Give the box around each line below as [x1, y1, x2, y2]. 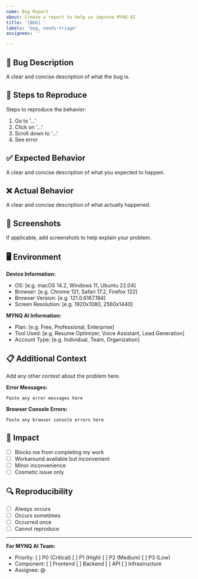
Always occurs [14, 505, 51, 512]
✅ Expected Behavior [6, 153, 86, 163]
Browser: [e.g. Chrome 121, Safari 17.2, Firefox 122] [14, 288, 138, 295]
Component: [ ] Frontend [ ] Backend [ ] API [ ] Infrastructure [14, 560, 162, 567]
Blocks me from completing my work [14, 448, 104, 455]
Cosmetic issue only [14, 468, 64, 475]
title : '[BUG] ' [6, 19, 46, 25]
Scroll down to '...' [14, 130, 58, 137]
